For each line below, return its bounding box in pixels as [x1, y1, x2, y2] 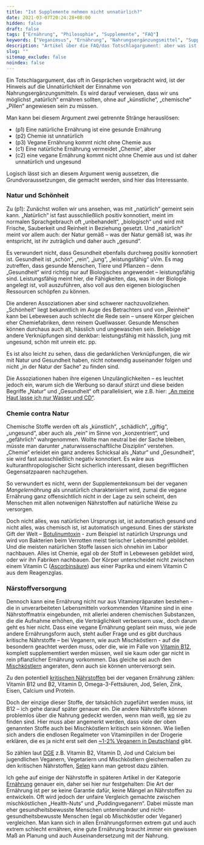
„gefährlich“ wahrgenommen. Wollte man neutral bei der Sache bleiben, [6, 436, 186, 443]
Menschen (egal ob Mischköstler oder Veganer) [63, 813, 182, 820]
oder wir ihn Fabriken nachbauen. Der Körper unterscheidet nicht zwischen [6, 556, 195, 563]
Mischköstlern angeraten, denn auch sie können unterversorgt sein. [6, 662, 176, 670]
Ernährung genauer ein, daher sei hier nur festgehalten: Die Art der [6, 781, 174, 788]
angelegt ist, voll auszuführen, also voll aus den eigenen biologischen [6, 281, 180, 288]
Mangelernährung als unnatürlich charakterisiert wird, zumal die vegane [6, 486, 187, 494]
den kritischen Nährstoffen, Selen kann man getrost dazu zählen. [6, 762, 169, 770]
